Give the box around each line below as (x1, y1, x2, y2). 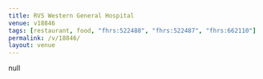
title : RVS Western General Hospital (8, 11, 135, 20)
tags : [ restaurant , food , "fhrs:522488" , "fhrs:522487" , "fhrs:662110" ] (8, 26, 257, 34)
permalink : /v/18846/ (8, 34, 81, 42)
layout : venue (8, 41, 56, 49)
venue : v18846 (8, 19, 56, 27)
